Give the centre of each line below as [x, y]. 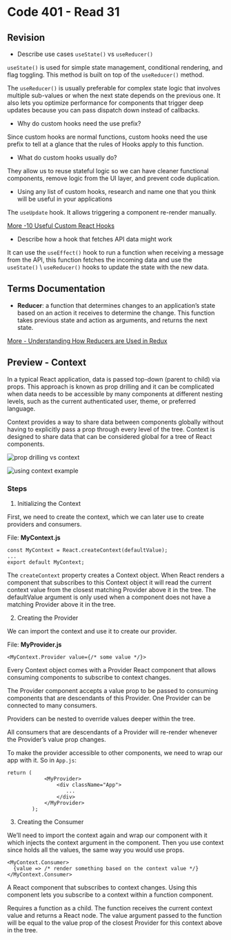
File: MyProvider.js [34, 644]
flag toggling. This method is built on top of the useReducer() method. [106, 75]
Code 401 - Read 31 [63, 12]
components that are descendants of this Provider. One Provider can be [109, 698]
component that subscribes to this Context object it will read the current [109, 582]
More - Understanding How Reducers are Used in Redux [87, 341]
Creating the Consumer [50, 821]
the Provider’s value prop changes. [57, 739]
